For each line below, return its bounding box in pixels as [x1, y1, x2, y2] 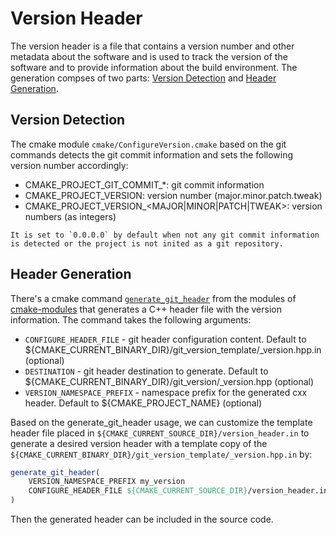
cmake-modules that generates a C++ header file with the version [10, 303, 282, 315]
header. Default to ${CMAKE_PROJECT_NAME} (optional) [24, 397, 263, 409]
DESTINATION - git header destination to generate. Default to [24, 365, 269, 377]
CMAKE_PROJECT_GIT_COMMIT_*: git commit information [24, 178, 265, 191]
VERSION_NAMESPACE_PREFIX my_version [28, 477, 186, 487]
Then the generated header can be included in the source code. [10, 513, 274, 526]
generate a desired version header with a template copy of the [10, 437, 268, 449]
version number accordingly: [10, 159, 129, 171]
